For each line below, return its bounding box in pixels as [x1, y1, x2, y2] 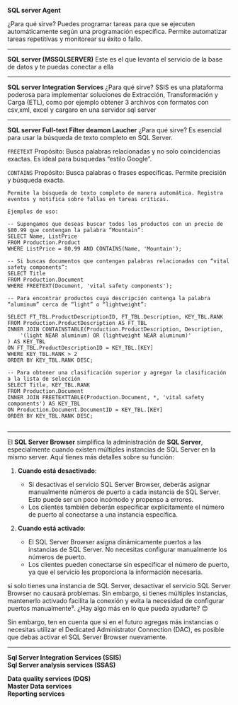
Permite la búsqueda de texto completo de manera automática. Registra [7, 190, 223, 197]
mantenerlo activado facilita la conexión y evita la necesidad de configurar [7, 597, 225, 604]
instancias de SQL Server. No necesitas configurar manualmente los [28, 545, 227, 554]
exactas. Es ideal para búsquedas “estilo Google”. [7, 155, 152, 163]
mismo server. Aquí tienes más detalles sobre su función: [7, 453, 175, 461]
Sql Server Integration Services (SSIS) [7, 653, 122, 661]
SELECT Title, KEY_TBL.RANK [7, 382, 91, 389]
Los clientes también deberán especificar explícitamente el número [28, 503, 225, 511]
